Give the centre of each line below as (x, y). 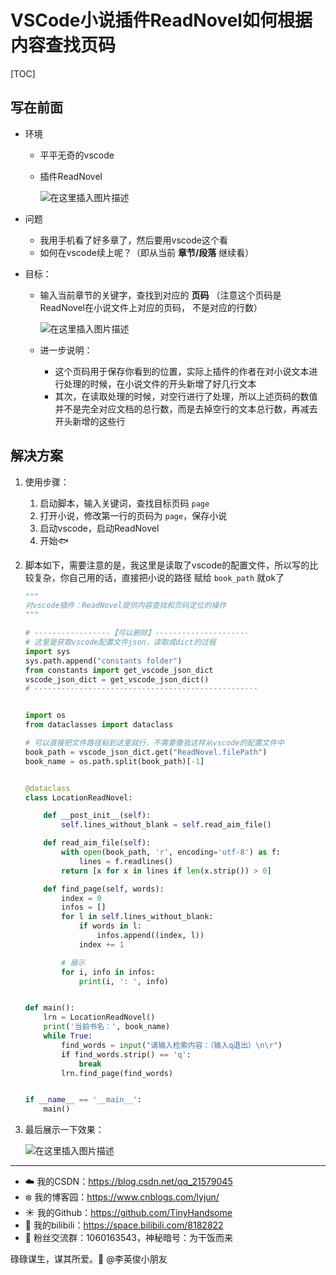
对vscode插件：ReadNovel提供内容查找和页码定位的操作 (125, 606)
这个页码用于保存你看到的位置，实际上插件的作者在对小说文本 (182, 371)
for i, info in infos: (108, 972)
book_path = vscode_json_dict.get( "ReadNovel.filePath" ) (146, 752)
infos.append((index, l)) (150, 936)
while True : (68, 1036)
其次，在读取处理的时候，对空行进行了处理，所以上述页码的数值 (186, 396)
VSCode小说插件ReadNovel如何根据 (161, 20)
